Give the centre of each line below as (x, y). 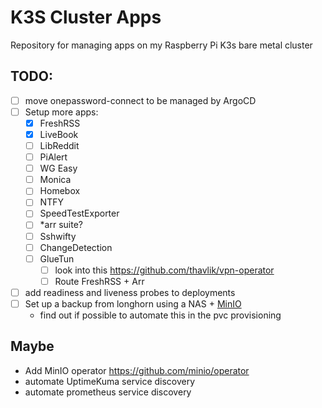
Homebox (60, 191)
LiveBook (59, 134)
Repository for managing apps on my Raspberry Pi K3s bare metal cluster (161, 45)
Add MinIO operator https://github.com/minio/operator (137, 370)
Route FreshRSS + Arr (99, 281)
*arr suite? (61, 225)
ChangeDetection (76, 247)
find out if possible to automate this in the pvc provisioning (160, 315)
